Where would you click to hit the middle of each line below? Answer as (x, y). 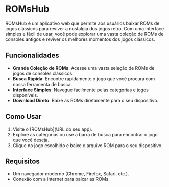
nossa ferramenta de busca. (42, 84)
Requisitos (22, 161)
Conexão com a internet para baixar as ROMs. (61, 179)
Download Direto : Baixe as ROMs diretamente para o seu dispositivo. (86, 100)
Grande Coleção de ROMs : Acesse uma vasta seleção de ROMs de (83, 68)
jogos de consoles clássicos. (43, 73)
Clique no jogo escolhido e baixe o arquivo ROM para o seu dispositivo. (88, 145)
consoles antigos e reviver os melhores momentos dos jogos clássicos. (80, 39)
